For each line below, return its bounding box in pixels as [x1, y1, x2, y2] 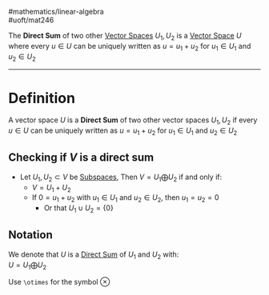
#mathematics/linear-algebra [8, 7, 104, 16]
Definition [8, 89, 76, 107]
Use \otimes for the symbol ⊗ [8, 277, 110, 287]
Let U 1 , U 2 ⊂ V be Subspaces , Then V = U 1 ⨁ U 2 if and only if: [19, 172, 223, 183]
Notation [8, 228, 54, 242]
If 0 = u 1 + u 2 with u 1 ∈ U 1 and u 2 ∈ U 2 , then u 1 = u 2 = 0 [31, 193, 219, 205]
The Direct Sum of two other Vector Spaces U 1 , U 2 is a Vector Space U [8, 31, 242, 42]
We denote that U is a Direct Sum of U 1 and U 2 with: [8, 249, 179, 261]
